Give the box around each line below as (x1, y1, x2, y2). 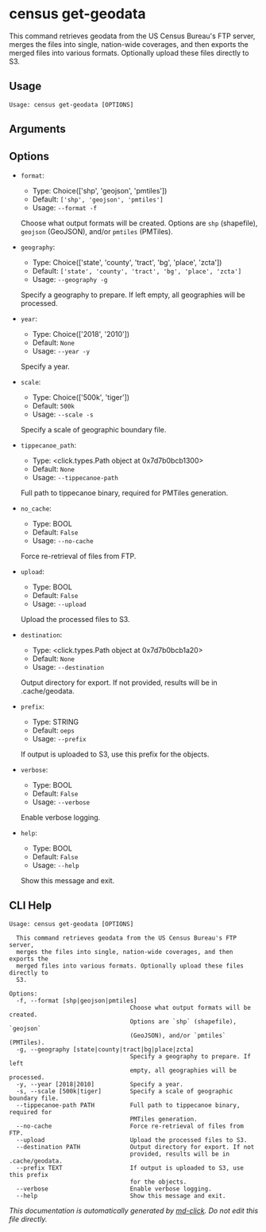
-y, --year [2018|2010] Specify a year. (16, 1080, 183, 1088)
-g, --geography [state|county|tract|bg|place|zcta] (16, 1045, 195, 1054)
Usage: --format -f (32, 202, 98, 212)
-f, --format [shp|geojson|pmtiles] (16, 996, 137, 1004)
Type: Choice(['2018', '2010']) (32, 329, 130, 338)
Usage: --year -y (32, 346, 91, 355)
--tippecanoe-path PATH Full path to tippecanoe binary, (16, 1101, 241, 1109)
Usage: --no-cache (32, 535, 94, 546)
